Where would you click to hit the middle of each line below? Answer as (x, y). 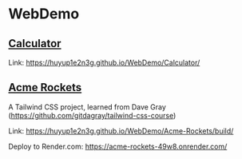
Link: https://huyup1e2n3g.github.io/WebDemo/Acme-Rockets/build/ (121, 131)
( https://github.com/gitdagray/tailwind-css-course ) (92, 115)
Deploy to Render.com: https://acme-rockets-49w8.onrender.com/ (118, 146)
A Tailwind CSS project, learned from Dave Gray (87, 107)
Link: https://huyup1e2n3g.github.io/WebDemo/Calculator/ (104, 62)
